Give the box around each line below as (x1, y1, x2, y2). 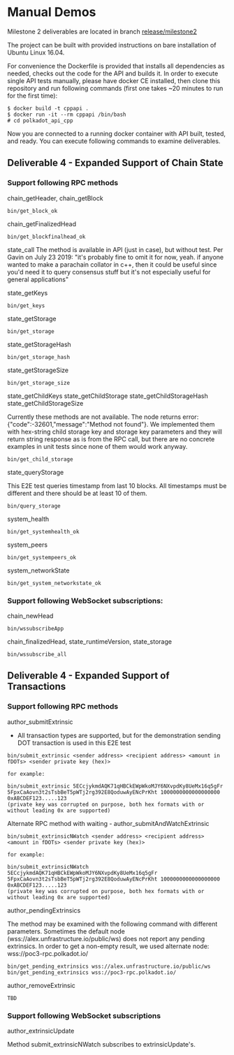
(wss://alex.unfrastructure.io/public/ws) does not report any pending (7, 934, 205, 943)
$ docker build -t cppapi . (7, 105, 89, 112)
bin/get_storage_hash (7, 353, 71, 360)
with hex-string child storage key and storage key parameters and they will (7, 427, 222, 436)
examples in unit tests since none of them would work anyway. (7, 442, 188, 450)
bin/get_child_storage (7, 455, 73, 463)
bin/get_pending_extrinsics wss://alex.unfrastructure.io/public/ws (7, 963, 211, 970)
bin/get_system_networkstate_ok (7, 580, 101, 586)
